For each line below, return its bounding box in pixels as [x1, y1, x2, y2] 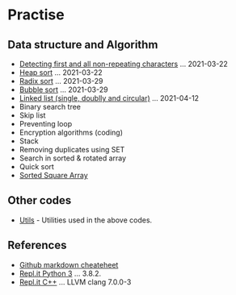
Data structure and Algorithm [7, 38, 158, 52]
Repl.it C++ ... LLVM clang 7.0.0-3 [19, 276, 132, 287]
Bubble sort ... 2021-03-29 [19, 85, 108, 94]
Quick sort [19, 162, 54, 171]
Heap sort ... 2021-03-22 [19, 68, 103, 77]
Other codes [7, 193, 72, 207]
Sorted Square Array [19, 171, 88, 180]
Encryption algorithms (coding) [19, 127, 123, 137]
